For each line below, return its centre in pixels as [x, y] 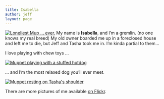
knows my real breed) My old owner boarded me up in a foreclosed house [81, 38]
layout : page [19, 19]
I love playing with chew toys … [37, 53]
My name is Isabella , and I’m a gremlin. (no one [105, 33]
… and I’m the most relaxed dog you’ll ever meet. [55, 72]
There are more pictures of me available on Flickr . [56, 92]
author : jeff [19, 14]
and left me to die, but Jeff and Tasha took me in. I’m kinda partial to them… [82, 44]
